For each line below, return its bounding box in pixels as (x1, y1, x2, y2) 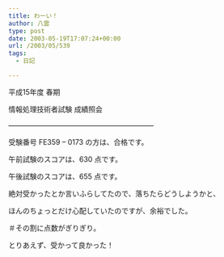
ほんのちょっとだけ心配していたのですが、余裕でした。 (8, 205, 192, 215)
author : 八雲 (8, 19, 50, 27)
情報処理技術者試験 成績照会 (8, 104, 103, 114)
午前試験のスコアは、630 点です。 (8, 154, 123, 164)
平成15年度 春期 (8, 86, 61, 97)
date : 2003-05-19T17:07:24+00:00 (8, 34, 121, 43)
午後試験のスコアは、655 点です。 (8, 171, 122, 181)
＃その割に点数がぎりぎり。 (8, 223, 101, 233)
